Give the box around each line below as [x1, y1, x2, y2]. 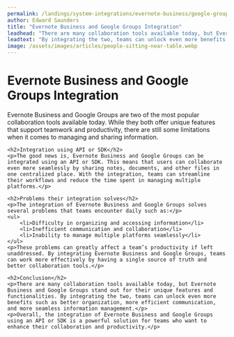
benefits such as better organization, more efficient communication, [7, 299, 217, 306]
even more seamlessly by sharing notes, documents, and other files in [7, 165, 219, 172]
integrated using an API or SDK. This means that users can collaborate [7, 158, 223, 165]
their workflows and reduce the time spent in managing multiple [7, 177, 201, 184]
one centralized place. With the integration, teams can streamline [7, 170, 210, 178]
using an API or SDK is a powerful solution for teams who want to [7, 317, 208, 324]
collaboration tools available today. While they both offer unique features [7, 118, 216, 126]
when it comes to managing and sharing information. [7, 133, 159, 141]
